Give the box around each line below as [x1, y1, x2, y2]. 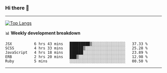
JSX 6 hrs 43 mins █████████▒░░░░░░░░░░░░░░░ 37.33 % [5, 41, 148, 46]
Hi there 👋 [5, 4, 30, 11]
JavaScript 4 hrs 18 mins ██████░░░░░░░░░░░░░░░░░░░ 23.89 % [5, 50, 148, 55]
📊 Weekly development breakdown [5, 30, 81, 36]
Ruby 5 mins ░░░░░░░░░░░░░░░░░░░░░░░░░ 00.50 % [5, 59, 148, 64]
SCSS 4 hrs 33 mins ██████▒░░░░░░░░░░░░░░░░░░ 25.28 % [5, 46, 148, 51]
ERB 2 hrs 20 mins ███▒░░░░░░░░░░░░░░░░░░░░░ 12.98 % [5, 54, 148, 60]
